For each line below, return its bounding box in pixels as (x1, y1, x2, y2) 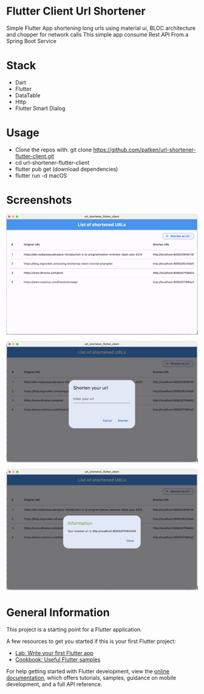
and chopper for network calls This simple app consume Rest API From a (6, 30, 189, 38)
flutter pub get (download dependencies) (15, 165, 118, 173)
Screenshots (6, 193, 72, 207)
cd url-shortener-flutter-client (15, 159, 90, 166)
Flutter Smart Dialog (15, 105, 66, 112)
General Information (6, 605, 110, 619)
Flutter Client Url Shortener (6, 4, 146, 18)
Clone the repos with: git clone (15, 146, 92, 153)
